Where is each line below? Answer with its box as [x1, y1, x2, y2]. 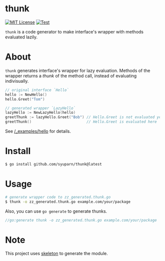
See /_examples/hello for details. [5, 129, 71, 134]
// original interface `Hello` [5, 87, 69, 93]
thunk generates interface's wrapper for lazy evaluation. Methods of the [5, 67, 151, 73]
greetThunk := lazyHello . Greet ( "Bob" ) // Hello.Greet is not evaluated [5, 115, 155, 120]
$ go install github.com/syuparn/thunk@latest [5, 162, 102, 166]
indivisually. [5, 78, 29, 84]
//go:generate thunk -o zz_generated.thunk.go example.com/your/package [5, 218, 157, 223]
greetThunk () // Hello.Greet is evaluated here [5, 119, 157, 125]
